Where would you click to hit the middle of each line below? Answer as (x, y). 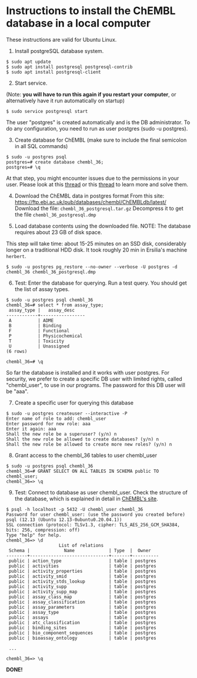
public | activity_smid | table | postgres (83, 576)
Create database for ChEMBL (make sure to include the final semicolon (101, 140)
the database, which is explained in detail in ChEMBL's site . (86, 499)
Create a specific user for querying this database (74, 403)
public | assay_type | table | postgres (83, 612)
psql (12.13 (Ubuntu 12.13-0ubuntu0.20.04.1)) (64, 520)
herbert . (16, 256)
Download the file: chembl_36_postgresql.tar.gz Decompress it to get (99, 208)
